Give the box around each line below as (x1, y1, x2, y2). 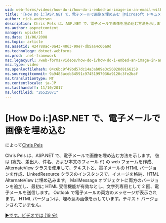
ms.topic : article (5, 39, 43, 44)
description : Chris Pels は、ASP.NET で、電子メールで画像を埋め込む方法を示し (5, 21, 157, 26)
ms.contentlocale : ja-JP (5, 80, 56, 85)
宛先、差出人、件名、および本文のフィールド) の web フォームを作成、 (12, 159, 156, 165)
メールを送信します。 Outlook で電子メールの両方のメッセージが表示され (9, 189, 157, 195)
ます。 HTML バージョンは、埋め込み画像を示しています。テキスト (5, 196, 140, 202)
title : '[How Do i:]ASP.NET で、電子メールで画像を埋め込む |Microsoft (5, 12, 144, 17)
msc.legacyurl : (5, 58, 37, 63)
